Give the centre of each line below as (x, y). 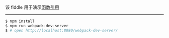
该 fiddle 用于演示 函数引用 (32, 7)
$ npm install (20, 21)
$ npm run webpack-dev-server (37, 26)
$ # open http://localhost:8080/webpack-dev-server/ (62, 30)
